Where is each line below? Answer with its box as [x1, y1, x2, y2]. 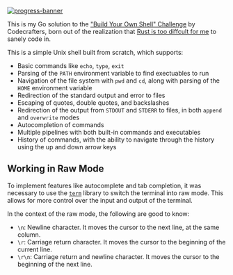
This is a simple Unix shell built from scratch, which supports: [7, 49, 184, 56]
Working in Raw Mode [7, 163, 104, 175]
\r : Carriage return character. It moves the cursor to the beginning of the [17, 237, 226, 246]
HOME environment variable [17, 84, 93, 92]
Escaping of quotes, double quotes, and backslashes [17, 99, 170, 107]
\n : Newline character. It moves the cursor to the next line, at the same [17, 223, 220, 231]
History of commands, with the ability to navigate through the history [17, 135, 215, 144]
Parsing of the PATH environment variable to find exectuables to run [17, 69, 209, 77]
